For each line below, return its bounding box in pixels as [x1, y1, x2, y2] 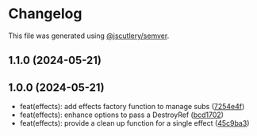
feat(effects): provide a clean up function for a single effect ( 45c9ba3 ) [19, 119, 250, 128]
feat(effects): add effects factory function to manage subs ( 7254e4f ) [19, 102, 245, 111]
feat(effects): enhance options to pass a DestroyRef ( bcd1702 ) [19, 110, 224, 119]
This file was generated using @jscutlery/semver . [8, 31, 170, 40]
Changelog [8, 5, 82, 23]
